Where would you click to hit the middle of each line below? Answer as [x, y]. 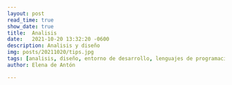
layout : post [26, 13]
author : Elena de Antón [41, 65]
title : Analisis [32, 33]
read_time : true [30, 20]
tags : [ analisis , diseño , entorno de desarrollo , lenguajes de [100, 59]
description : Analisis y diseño [54, 46]
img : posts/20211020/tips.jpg [51, 53]
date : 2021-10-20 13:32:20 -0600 [58, 39]
